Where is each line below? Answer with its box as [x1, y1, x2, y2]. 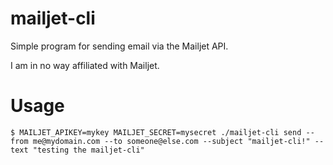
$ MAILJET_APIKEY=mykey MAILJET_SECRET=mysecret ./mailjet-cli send [10, 127, 302, 137]
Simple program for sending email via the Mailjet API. [10, 40, 229, 52]
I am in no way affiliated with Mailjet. [10, 59, 160, 71]
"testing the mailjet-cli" [32, 145, 145, 155]
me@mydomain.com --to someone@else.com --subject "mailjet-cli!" [32, 136, 311, 146]
